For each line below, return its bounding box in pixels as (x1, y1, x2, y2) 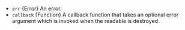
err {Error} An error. (11, 5, 62, 12)
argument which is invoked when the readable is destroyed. (11, 18, 160, 24)
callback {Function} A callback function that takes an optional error (11, 11, 179, 18)
